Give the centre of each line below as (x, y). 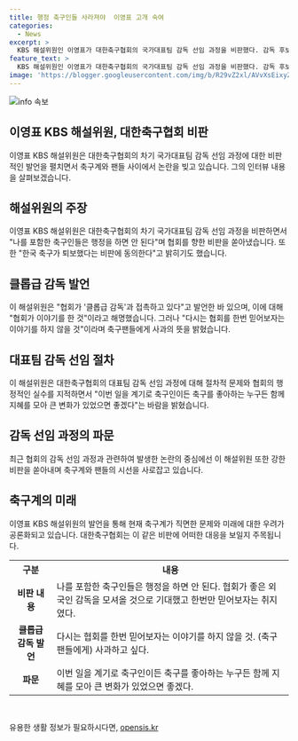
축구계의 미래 (43, 501)
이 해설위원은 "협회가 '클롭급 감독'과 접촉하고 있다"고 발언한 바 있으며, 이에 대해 (146, 307)
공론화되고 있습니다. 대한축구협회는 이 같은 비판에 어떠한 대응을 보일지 (130, 534)
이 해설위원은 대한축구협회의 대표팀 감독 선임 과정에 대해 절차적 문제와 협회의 (142, 383)
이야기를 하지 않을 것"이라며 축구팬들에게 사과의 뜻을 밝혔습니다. (120, 329)
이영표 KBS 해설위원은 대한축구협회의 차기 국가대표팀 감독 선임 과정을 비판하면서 (148, 231)
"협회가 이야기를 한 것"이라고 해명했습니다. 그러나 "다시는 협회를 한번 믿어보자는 (147, 318)
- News (29, 34)
